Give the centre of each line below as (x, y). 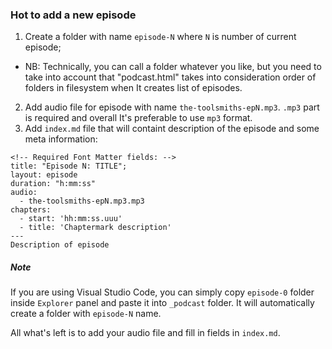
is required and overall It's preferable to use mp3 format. (138, 118)
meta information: (61, 139)
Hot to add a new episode (73, 15)
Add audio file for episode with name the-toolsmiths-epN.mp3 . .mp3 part (172, 107)
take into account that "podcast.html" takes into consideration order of (170, 77)
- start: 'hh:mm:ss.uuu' (71, 219)
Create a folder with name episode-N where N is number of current (160, 37)
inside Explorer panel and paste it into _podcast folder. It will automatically (162, 303)
